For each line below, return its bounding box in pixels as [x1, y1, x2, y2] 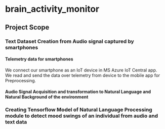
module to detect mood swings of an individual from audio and [5, 112, 158, 119]
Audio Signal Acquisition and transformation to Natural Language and [5, 89, 151, 95]
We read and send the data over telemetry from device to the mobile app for [5, 72, 161, 78]
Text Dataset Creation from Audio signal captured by [5, 38, 134, 45]
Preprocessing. [5, 77, 36, 83]
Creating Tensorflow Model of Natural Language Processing [5, 106, 152, 113]
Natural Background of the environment [5, 94, 88, 100]
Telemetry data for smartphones [5, 56, 73, 62]
